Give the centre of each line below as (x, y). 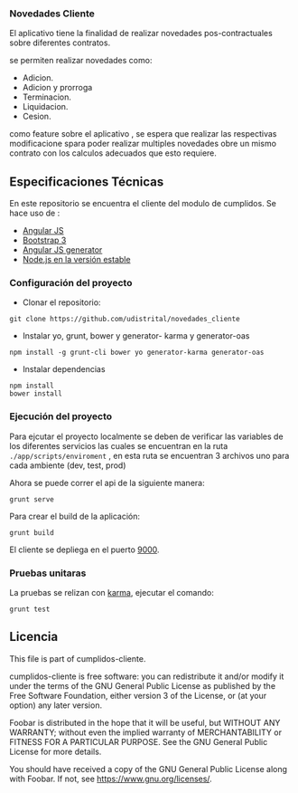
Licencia (34, 637)
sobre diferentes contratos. (60, 43)
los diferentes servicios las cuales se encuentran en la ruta (119, 445)
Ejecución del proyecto (61, 416)
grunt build (32, 532)
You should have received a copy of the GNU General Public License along (148, 769)
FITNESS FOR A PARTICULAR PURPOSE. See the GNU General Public (139, 741)
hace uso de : (35, 213)
